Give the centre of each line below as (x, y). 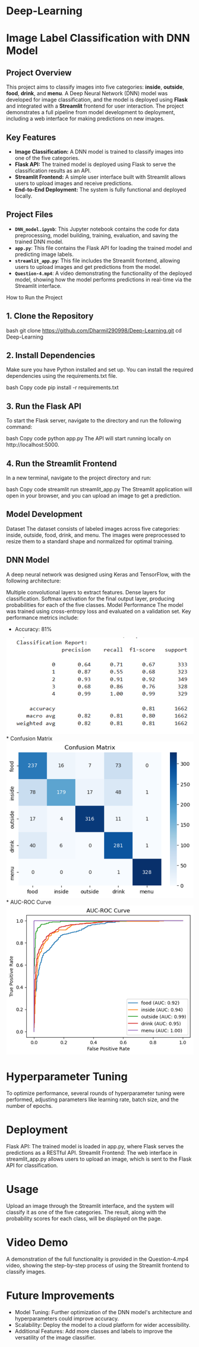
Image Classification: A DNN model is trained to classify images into (99, 152)
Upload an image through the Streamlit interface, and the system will (90, 1206)
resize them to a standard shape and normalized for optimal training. (90, 541)
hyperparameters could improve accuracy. (67, 1318)
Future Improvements (60, 1296)
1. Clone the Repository (50, 316)
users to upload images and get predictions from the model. (88, 267)
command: (19, 427)
